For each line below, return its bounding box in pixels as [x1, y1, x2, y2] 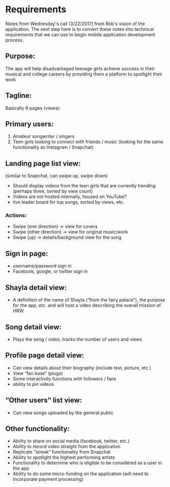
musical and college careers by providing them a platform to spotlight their [5, 71, 163, 77]
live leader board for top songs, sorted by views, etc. [12, 199, 124, 205]
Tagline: [5, 91, 32, 100]
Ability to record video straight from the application [12, 443, 121, 450]
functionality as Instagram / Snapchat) [12, 144, 94, 150]
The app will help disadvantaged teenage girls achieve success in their [5, 65, 155, 71]
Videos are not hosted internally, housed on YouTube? [12, 193, 127, 200]
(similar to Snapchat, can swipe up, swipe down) [5, 173, 108, 179]
